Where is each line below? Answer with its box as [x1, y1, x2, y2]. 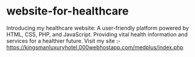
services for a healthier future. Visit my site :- [6, 37, 121, 44]
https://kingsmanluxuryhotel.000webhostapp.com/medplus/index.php [6, 44, 184, 51]
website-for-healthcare [6, 4, 129, 18]
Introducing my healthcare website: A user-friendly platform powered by [6, 24, 189, 32]
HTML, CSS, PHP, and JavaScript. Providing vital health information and [6, 30, 188, 38]
